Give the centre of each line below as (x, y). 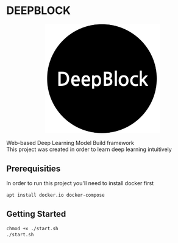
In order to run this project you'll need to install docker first (80, 183)
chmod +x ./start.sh (33, 229)
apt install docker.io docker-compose (55, 195)
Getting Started (36, 214)
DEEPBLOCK (39, 11)
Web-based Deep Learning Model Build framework (70, 143)
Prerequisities (34, 168)
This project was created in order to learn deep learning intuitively (89, 149)
